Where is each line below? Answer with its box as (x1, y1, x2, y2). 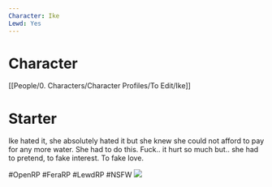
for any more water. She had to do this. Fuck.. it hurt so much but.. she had (8, 145, 259, 155)
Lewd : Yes (8, 19, 42, 28)
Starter (8, 109, 57, 128)
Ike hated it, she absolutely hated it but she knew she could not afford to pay (8, 136, 265, 146)
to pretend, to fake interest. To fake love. (8, 153, 145, 163)
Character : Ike (8, 11, 60, 20)
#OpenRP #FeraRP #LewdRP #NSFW (8, 170, 132, 180)
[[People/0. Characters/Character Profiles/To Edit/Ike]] (8, 81, 191, 91)
